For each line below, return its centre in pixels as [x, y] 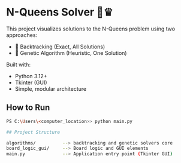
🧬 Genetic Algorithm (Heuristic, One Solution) [71, 53]
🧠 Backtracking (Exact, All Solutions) [60, 47]
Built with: [19, 64]
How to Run [28, 108]
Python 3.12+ [31, 76]
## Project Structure [33, 132]
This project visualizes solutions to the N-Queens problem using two [91, 29]
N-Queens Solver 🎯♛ [60, 12]
